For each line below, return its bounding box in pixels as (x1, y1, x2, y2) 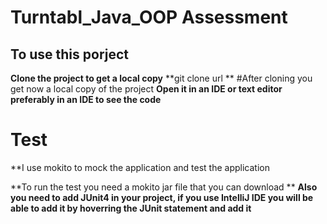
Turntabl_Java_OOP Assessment (10, 6, 288, 29)
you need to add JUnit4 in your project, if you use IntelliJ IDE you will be (10, 191, 314, 203)
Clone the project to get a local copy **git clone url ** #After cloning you (10, 72, 313, 84)
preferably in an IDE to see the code (10, 94, 162, 105)
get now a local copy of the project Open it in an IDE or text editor (10, 83, 283, 95)
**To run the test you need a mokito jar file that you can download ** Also (10, 181, 318, 193)
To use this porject (10, 46, 130, 63)
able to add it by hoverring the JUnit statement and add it (10, 202, 252, 214)
